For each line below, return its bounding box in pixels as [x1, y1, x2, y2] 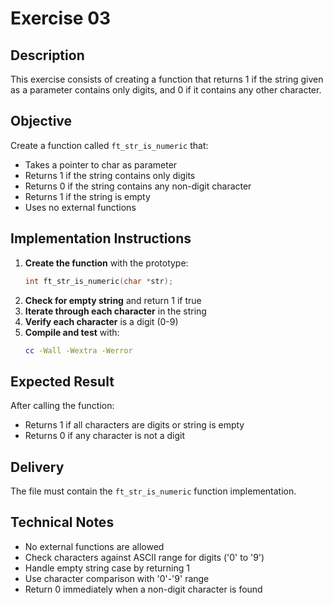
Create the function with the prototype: [24, 257, 189, 269]
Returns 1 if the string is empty [24, 190, 151, 202]
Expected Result [10, 373, 115, 390]
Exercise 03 [10, 7, 112, 30]
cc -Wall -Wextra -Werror [24, 345, 133, 356]
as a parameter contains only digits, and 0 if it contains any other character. [10, 84, 322, 96]
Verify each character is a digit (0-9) [24, 315, 179, 327]
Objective [10, 113, 73, 130]
